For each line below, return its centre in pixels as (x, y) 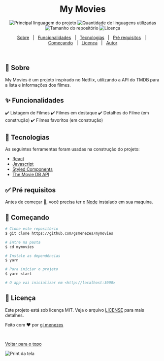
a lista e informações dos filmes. (38, 85)
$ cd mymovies (20, 247)
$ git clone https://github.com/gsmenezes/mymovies (59, 233)
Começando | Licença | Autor (83, 42)
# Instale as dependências (33, 256)
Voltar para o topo (23, 344)
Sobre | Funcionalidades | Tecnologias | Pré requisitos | (82, 37)
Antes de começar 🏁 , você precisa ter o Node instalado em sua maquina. (79, 202)
